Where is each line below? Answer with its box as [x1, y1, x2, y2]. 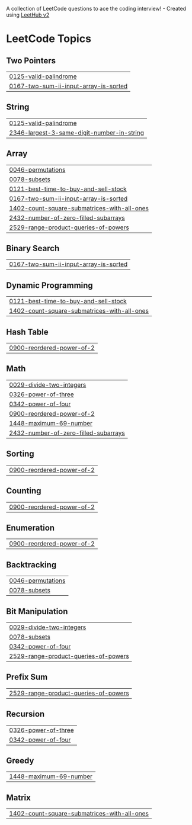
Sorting [6, 449, 34, 459]
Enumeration [6, 522, 55, 532]
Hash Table [6, 327, 49, 337]
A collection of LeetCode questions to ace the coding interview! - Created [6, 5, 187, 12]
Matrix [6, 792, 31, 802]
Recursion [6, 709, 45, 719]
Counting [6, 486, 41, 496]
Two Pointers [6, 56, 56, 66]
